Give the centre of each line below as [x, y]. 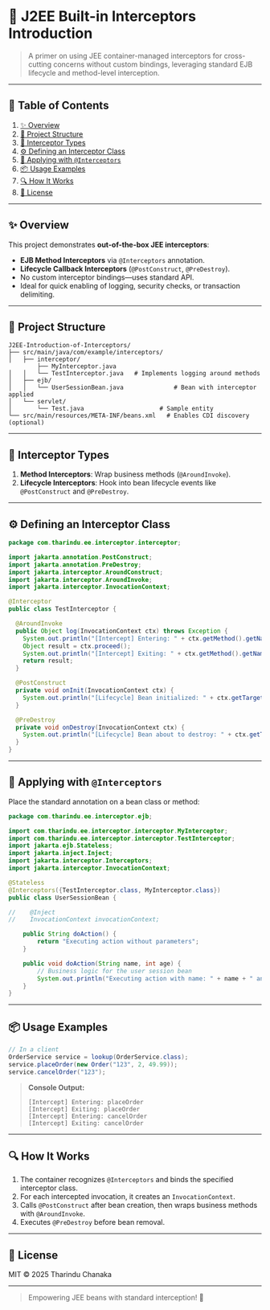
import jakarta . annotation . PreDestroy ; [75, 565]
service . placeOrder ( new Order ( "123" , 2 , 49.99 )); [93, 1064]
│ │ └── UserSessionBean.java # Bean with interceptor [133, 388]
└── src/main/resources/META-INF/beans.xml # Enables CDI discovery [129, 416]
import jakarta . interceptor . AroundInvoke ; [80, 579]
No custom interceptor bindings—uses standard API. [107, 277]
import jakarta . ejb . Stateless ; [61, 846]
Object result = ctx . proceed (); [77, 646]
